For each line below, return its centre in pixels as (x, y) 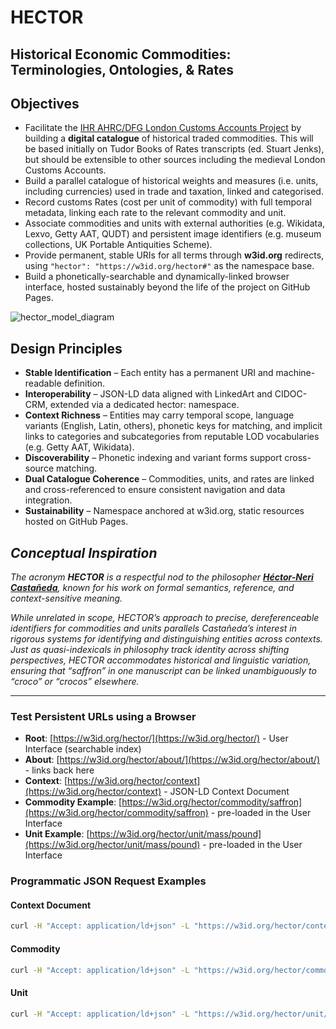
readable (43, 383)
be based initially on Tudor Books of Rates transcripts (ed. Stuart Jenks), (174, 149)
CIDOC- (291, 394)
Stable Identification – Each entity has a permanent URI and (149, 373)
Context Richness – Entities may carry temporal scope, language (159, 415)
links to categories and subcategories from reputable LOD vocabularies (172, 437)
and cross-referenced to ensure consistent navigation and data (155, 490)
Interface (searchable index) (83, 749)
